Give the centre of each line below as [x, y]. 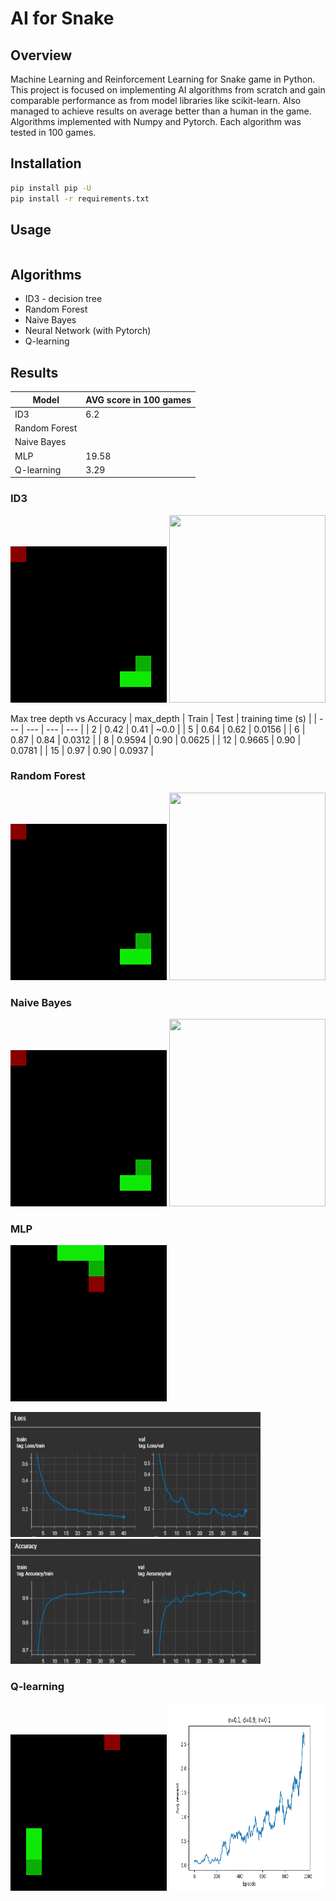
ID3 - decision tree [63, 299]
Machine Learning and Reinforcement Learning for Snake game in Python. [163, 79]
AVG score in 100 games [138, 399]
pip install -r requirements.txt [80, 198]
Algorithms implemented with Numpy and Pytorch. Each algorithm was [156, 121]
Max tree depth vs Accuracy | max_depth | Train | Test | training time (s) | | [164, 718]
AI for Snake [62, 18]
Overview [41, 55]
